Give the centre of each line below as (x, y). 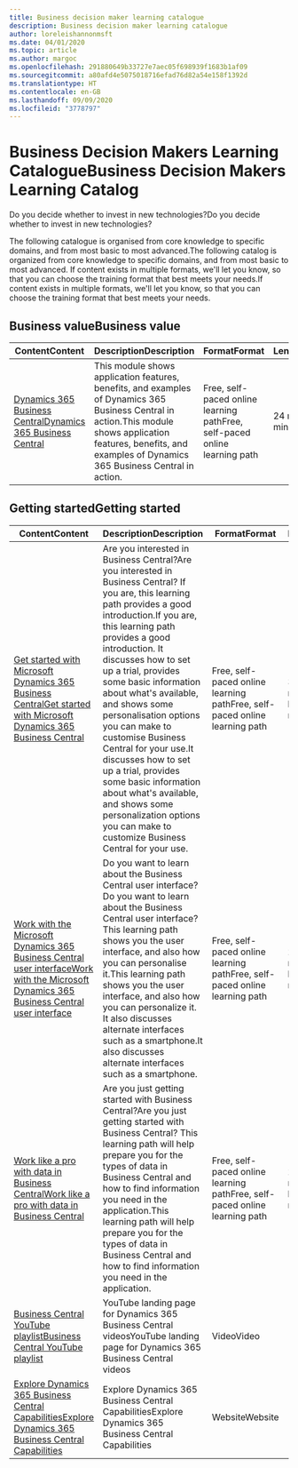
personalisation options (151, 714)
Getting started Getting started (95, 509)
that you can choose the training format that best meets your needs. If (136, 279)
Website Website (245, 1416)
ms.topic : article (43, 51)
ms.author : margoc (43, 59)
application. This (136, 1210)
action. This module (134, 421)
